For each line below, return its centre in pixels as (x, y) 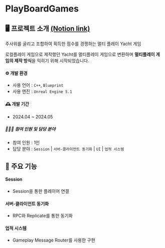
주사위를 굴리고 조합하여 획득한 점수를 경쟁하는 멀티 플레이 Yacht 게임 (73, 44)
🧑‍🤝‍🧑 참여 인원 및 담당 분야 (31, 129)
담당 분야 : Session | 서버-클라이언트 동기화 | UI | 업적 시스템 (68, 149)
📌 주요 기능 (21, 166)
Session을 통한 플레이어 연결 (41, 191)
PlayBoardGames (42, 9)
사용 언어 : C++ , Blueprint (38, 85)
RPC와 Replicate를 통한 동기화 (42, 216)
